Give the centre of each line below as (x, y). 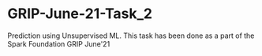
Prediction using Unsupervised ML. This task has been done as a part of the (131, 35)
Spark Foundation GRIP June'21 (59, 43)
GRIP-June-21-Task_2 (80, 14)
